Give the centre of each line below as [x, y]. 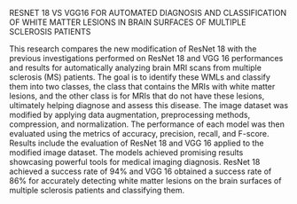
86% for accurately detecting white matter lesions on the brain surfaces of [145, 180]
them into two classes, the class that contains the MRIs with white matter [142, 86]
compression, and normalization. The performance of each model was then [147, 124]
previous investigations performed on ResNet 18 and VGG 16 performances [146, 58]
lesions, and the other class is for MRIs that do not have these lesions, [137, 96]
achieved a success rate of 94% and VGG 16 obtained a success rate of [141, 171]
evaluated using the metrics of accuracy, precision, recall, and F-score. [139, 133]
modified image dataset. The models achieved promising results [126, 153]
